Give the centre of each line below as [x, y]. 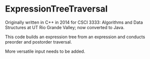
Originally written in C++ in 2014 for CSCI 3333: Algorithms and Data [74, 22]
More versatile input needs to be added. [45, 51]
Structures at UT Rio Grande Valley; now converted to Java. [65, 27]
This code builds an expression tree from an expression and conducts [75, 37]
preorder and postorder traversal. [38, 42]
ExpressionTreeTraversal [56, 9]
